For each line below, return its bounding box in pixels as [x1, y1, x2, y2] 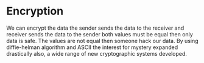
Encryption [6, 4, 64, 18]
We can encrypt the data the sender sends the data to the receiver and [6, 24, 185, 31]
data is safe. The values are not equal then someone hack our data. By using [6, 37, 199, 44]
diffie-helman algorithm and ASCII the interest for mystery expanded [6, 44, 178, 51]
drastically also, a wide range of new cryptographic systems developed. [6, 50, 188, 57]
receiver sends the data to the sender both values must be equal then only [6, 30, 193, 38]
